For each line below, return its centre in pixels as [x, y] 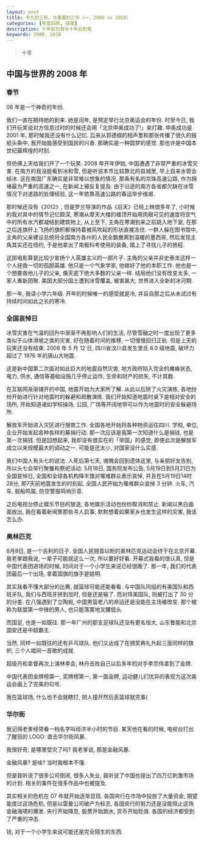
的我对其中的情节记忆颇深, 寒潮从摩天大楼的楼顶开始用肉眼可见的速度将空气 [101, 214]
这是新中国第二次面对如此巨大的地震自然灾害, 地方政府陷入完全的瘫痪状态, [100, 368]
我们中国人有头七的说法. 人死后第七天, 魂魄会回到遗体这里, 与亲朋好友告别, [100, 461]
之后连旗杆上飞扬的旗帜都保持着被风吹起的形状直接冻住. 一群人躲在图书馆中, [102, 230]
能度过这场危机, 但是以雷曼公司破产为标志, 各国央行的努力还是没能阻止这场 [100, 803]
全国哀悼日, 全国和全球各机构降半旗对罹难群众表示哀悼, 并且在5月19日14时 [99, 476]
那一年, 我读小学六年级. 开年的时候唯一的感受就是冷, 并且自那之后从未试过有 [101, 294]
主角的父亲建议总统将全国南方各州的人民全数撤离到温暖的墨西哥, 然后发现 [98, 237]
